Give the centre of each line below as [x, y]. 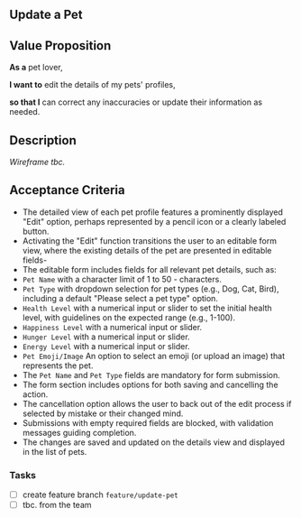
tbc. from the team [57, 505]
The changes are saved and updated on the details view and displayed [154, 442]
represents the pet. [58, 365]
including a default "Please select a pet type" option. [120, 298]
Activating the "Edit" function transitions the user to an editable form [150, 240]
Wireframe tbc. [37, 162]
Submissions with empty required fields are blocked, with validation [148, 422]
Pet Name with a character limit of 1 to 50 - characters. [122, 279]
